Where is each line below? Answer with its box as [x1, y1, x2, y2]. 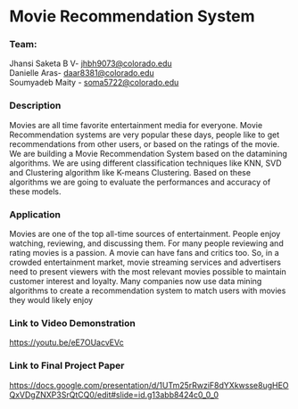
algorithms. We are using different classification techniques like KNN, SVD [9, 158, 282, 168]
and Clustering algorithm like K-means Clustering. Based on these [9, 167, 252, 177]
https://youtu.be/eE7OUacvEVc [9, 337, 124, 348]
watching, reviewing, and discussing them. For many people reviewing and [9, 238, 284, 249]
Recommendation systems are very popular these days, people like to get [9, 129, 280, 140]
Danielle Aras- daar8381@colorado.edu [9, 68, 154, 78]
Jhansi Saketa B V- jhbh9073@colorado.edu [9, 58, 172, 69]
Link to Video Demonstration [9, 317, 137, 329]
